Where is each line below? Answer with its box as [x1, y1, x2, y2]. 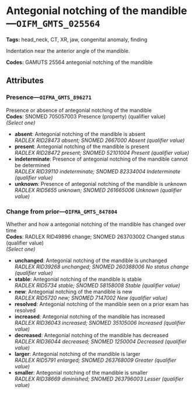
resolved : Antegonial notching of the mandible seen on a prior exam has [14, 300, 189, 307]
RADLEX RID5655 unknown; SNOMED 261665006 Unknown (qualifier [14, 186, 182, 193]
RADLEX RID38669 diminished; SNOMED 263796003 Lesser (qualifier [14, 375, 184, 382]
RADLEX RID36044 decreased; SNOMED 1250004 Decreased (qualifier [14, 338, 187, 345]
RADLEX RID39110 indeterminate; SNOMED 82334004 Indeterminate [14, 168, 181, 175]
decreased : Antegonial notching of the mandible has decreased [14, 331, 169, 338]
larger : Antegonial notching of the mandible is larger [14, 350, 141, 357]
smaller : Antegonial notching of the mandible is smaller [14, 369, 148, 376]
